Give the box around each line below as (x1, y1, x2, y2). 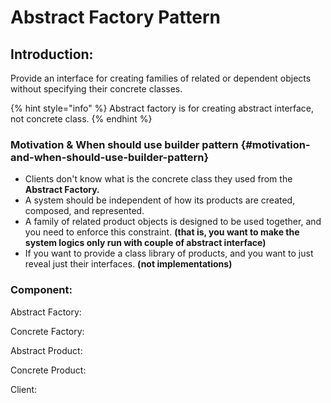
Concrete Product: (10, 364, 87, 376)
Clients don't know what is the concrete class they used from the (24, 173, 293, 185)
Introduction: (10, 46, 94, 63)
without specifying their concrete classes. (10, 83, 183, 95)
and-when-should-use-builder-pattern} (10, 150, 210, 164)
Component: (10, 283, 73, 297)
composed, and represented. (24, 205, 145, 217)
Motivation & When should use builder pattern (10, 137, 239, 151)
